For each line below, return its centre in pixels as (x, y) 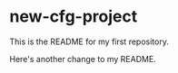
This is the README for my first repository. (89, 41)
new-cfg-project (74, 17)
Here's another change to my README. (83, 59)
